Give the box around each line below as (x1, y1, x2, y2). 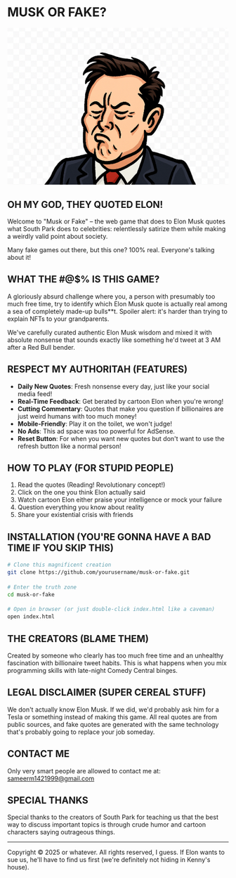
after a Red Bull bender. (7, 343, 75, 351)
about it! (7, 253, 32, 261)
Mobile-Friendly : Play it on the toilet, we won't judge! (17, 419, 172, 428)
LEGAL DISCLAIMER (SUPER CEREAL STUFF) (7, 686, 206, 699)
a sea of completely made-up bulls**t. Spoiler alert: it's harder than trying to (7, 307, 228, 315)
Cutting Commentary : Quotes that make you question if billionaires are (17, 405, 224, 413)
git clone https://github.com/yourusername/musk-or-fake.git (7, 569, 190, 576)
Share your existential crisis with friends (17, 511, 133, 519)
